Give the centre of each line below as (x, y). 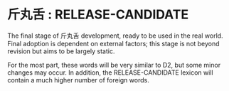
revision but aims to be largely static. (61, 51)
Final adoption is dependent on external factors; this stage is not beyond (113, 43)
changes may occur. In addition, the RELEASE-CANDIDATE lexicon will (110, 73)
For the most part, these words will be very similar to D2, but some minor (114, 65)
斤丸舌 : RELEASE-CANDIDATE (98, 15)
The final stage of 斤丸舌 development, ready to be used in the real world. (115, 36)
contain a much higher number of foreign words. (78, 80)
